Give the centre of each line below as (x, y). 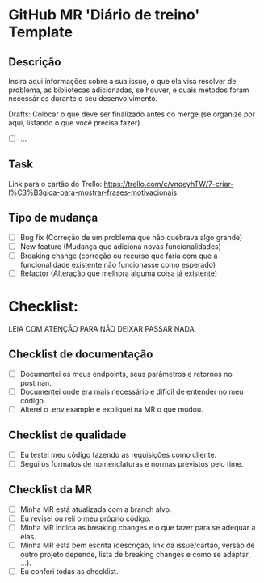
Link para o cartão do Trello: (55, 184)
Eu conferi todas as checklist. (69, 571)
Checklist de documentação (81, 355)
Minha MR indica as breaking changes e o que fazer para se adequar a (138, 527)
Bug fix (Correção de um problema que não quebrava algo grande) (131, 237)
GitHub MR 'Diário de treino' (104, 15)
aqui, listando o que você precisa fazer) (74, 123)
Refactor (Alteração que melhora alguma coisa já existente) (119, 273)
